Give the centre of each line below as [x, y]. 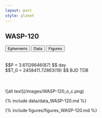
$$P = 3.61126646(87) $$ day [36, 65]
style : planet [20, 16]
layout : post [19, 10]
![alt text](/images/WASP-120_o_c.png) [45, 91]
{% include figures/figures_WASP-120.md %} [51, 111]
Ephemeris [18, 49]
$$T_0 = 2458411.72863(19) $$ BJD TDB [47, 70]
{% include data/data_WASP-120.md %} [46, 101]
